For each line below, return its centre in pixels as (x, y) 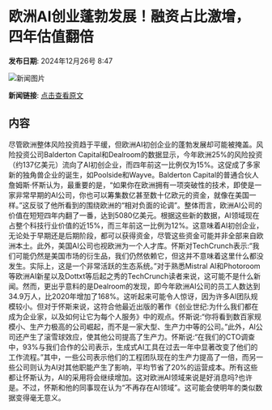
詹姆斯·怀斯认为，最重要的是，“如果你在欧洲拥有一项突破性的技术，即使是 (132, 185)
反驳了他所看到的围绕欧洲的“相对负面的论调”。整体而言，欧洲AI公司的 (146, 205)
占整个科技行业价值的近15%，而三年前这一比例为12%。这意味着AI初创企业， (136, 225)
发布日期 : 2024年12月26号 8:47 (61, 61)
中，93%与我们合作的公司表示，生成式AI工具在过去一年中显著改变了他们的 (133, 347)
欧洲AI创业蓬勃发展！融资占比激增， (129, 17)
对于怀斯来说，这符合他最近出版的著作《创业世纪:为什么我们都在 (151, 306)
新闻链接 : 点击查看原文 (46, 95)
